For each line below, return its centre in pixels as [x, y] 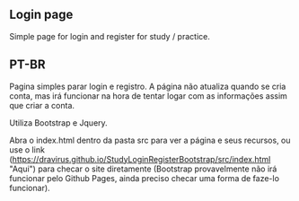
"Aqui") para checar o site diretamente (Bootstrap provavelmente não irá [143, 169]
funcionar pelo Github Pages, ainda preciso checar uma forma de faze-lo [145, 178]
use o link [27, 149]
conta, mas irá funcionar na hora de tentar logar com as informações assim [148, 96]
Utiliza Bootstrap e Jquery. [58, 122]
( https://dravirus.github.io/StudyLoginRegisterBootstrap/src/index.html [140, 159]
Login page [41, 15]
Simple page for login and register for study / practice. [110, 36]
